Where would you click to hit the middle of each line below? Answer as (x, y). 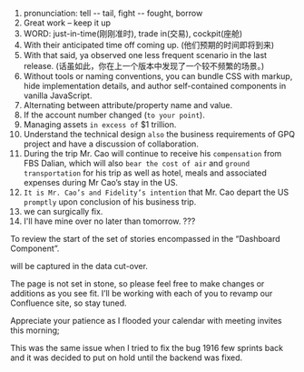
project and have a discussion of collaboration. (111, 144)
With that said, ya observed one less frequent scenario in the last (145, 55)
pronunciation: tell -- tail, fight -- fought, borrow (113, 13)
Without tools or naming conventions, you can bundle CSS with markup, (158, 76)
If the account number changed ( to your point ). (114, 115)
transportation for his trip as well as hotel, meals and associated (145, 173)
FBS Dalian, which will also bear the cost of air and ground (137, 163)
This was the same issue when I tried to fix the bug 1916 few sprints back (147, 348)
